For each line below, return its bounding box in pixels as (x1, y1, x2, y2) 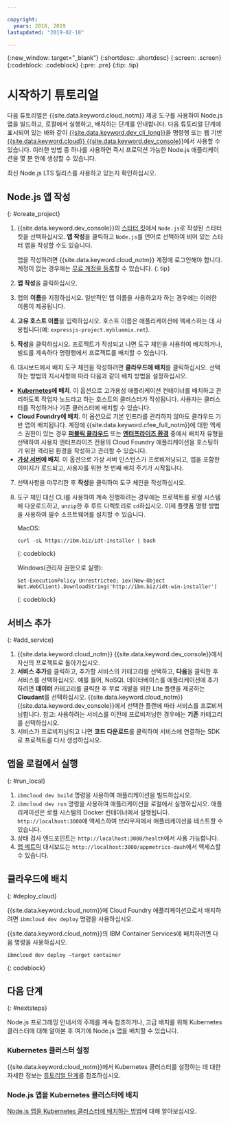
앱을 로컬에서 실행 (7, 758, 78, 770)
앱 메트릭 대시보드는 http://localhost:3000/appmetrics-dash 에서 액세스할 (16, 842, 221, 850)
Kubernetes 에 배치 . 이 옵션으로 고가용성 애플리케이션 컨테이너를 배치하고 (16, 387, 215, 395)
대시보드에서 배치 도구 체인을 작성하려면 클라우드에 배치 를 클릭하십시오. (16, 363, 208, 371)
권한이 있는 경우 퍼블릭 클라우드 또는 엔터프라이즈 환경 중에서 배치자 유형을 (24, 429, 224, 438)
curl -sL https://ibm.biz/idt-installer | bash (16, 537, 156, 544)
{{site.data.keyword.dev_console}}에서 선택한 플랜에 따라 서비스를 (16, 701, 199, 709)
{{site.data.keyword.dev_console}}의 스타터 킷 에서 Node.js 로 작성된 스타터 (16, 224, 222, 233)
